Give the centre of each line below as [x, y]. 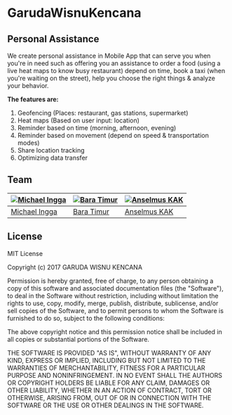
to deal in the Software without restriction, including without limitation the [113, 295]
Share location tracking [51, 150]
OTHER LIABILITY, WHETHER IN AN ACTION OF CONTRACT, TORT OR [109, 390]
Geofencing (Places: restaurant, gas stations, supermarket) [103, 113]
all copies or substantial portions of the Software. [78, 339]
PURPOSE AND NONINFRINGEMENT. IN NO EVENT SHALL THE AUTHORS [115, 375]
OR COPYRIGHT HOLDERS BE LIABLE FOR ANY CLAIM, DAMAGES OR [109, 383]
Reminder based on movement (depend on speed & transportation [113, 135]
